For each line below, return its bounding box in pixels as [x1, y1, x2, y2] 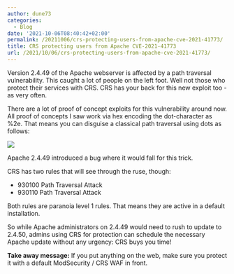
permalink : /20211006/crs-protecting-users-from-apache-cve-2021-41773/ [7, 36, 224, 43]
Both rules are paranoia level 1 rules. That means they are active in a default [7, 201, 225, 210]
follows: [7, 127, 30, 135]
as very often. [7, 90, 47, 99]
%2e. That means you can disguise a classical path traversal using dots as [7, 119, 222, 128]
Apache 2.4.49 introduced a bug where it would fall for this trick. [7, 153, 193, 162]
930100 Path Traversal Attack [17, 180, 103, 189]
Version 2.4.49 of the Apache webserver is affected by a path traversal [7, 68, 212, 77]
